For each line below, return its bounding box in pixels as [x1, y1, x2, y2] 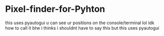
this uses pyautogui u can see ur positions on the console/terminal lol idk [5, 20, 155, 26]
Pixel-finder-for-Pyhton [5, 3, 105, 15]
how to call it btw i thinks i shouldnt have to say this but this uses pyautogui [5, 25, 160, 31]
